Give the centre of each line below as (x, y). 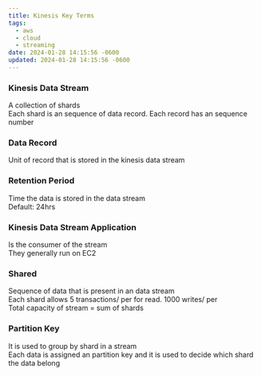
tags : (17, 23)
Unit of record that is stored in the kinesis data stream (97, 160)
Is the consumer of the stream (58, 245)
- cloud (28, 38)
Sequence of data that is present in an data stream (91, 291)
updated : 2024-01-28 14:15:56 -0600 (69, 61)
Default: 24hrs (32, 206)
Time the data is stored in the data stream (77, 198)
